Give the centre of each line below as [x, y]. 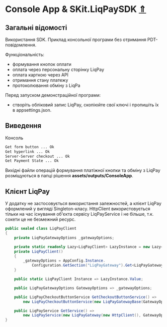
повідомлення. [21, 45]
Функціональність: [25, 54]
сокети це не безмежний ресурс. [41, 219]
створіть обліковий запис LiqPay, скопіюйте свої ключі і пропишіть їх [85, 105]
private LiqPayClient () [39, 251]
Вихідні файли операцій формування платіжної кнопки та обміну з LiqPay [83, 170]
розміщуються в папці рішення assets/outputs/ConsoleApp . [69, 176]
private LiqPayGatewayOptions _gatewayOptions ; [64, 238]
